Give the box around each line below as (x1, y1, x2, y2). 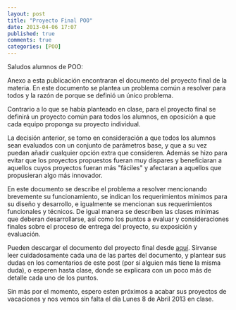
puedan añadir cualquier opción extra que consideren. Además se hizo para (7, 149, 228, 157)
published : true (7, 30, 55, 37)
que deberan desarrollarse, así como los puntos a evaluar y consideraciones (7, 215, 229, 223)
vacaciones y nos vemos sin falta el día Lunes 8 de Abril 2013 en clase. (7, 294, 214, 303)
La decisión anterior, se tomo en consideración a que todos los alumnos (7, 133, 216, 142)
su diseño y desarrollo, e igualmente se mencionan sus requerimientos (7, 200, 213, 208)
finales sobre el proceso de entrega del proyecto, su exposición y (7, 222, 197, 230)
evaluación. (7, 230, 41, 238)
